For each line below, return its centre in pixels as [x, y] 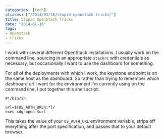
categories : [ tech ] [26, 10]
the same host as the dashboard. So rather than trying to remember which [82, 78]
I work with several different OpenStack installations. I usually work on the [82, 52]
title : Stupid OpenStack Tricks [39, 19]
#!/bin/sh [16, 98]
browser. [14, 131]
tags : [11, 29]
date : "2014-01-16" [26, 24]
